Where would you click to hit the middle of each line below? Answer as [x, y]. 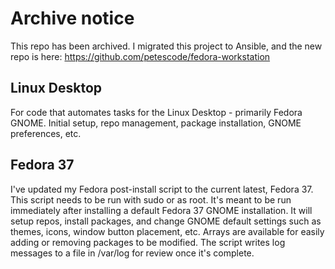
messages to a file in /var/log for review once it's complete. [132, 253]
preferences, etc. [46, 133]
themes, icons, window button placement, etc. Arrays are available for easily [167, 231]
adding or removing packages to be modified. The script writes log [148, 242]
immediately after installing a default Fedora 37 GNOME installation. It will [161, 210]
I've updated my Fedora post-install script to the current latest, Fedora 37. [162, 189]
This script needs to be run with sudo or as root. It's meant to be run [151, 199]
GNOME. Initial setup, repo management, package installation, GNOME [156, 123]
